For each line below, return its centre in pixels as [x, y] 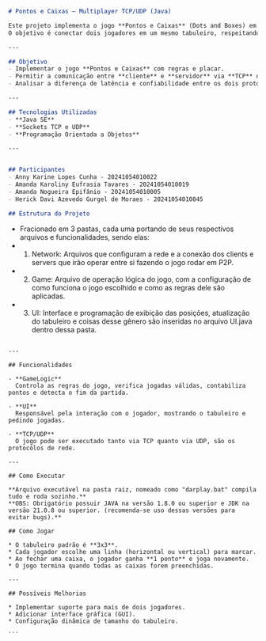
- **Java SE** [32, 119]
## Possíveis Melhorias [47, 594]
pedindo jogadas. [37, 420]
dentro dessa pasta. [64, 329]
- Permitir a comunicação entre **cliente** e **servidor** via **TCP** [131, 76]
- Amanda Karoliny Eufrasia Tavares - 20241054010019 [99, 184]
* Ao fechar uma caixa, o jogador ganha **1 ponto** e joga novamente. [129, 559]
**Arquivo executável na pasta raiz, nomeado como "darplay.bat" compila [133, 489]
